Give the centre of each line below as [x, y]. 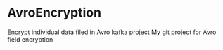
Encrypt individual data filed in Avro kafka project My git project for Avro [112, 32]
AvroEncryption [55, 13]
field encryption [30, 39]
